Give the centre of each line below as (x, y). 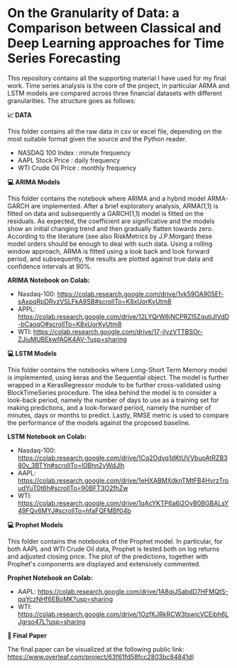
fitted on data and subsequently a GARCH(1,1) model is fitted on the (106, 213)
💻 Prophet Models (35, 524)
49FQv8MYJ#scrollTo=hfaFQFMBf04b (74, 510)
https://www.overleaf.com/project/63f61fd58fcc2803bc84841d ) (101, 657)
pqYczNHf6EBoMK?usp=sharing (65, 599)
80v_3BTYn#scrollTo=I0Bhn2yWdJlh (71, 465)
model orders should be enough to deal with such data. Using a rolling (110, 244)
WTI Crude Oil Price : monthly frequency (77, 168)
